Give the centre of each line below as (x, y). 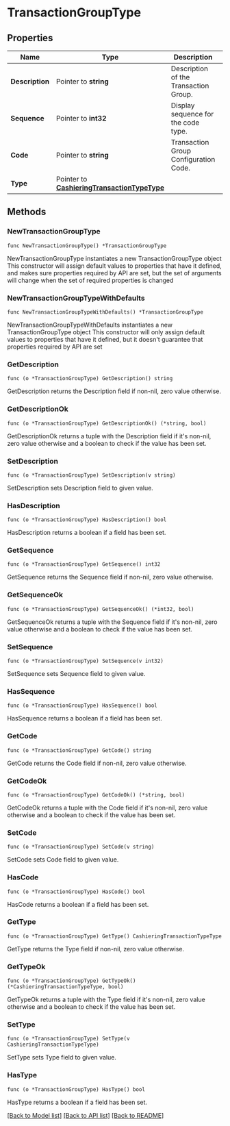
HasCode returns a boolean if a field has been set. (78, 904)
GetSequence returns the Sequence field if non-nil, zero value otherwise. (110, 577)
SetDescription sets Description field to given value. (80, 488)
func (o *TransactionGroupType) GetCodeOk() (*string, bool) (96, 795)
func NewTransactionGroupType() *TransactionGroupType (87, 246)
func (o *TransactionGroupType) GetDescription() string (90, 379)
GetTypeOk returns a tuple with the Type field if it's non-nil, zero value (106, 1000)
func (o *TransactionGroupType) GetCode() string (79, 750)
